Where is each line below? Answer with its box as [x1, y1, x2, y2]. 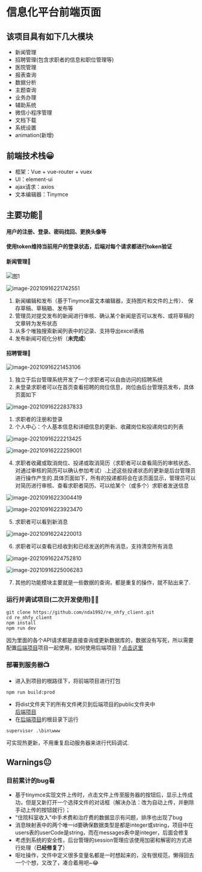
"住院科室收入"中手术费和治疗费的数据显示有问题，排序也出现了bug [14, 814, 183, 821]
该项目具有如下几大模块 [6, 31, 93, 42]
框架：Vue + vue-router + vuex [14, 168, 93, 175]
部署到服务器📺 [6, 661, 50, 669]
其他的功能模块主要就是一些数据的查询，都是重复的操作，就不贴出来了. [14, 579, 191, 586]
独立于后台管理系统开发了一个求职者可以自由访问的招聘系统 [14, 375, 163, 383]
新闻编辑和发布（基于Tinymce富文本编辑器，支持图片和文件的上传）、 [14, 297, 187, 304]
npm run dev [6, 625, 36, 631]
